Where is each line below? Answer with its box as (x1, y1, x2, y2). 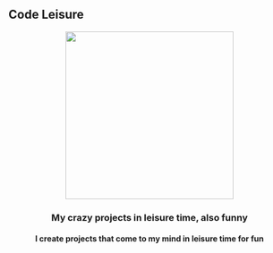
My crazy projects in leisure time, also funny (51, 211, 248, 223)
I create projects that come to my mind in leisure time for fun (34, 233, 265, 244)
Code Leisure (8, 7, 84, 22)
